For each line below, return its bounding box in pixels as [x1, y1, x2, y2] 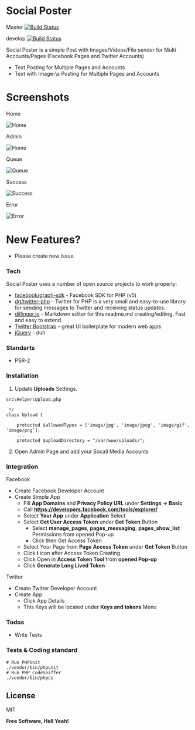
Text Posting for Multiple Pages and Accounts [14, 63, 125, 71]
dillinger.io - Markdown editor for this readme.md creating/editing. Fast [14, 310, 186, 317]
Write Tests [14, 631, 42, 638]
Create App [14, 591, 43, 598]
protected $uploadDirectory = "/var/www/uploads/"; [16, 437, 145, 444]
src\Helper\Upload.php [6, 396, 61, 403]
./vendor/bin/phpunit [6, 664, 59, 670]
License [6, 691, 36, 701]
